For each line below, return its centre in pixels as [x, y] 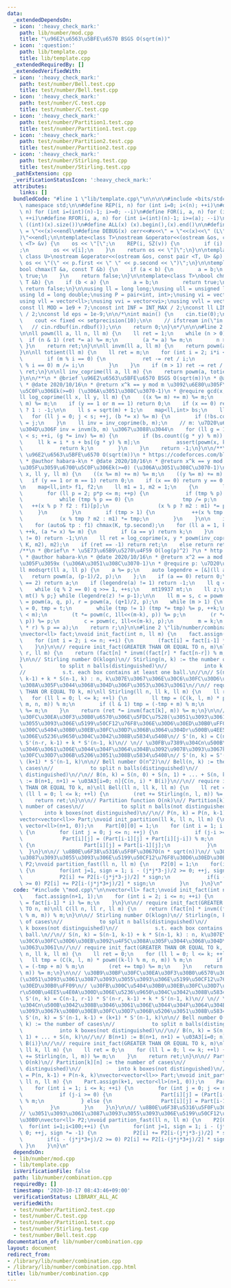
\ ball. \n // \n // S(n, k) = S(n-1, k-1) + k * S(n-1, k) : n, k [112, 934]
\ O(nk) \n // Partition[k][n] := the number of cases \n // [103, 1063]
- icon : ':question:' [44, 45]
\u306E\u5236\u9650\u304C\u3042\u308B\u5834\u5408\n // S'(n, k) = [117, 736]
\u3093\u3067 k [40, 1011]
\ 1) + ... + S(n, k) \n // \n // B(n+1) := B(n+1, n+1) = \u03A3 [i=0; [118, 1037]
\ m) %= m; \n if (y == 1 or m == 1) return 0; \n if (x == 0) [118, 404]
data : [15, 13]
